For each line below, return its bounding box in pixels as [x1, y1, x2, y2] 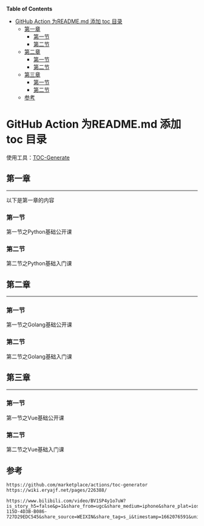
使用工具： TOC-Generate [6, 153, 70, 161]
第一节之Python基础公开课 [6, 228, 72, 236]
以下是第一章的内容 [6, 196, 55, 203]
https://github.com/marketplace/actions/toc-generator [6, 482, 148, 488]
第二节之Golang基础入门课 [6, 352, 72, 360]
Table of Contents [6, 5, 53, 12]
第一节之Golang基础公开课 [6, 321, 72, 328]
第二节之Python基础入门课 [6, 260, 72, 267]
